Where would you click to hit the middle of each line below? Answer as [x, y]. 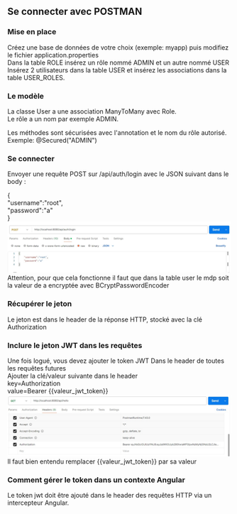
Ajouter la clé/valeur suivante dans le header [73, 376]
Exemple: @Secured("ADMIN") [52, 140]
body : [17, 182]
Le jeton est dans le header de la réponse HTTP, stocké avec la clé [105, 319]
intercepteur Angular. [38, 503]
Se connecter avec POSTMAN [75, 12]
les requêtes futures [37, 368]
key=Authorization [34, 383]
